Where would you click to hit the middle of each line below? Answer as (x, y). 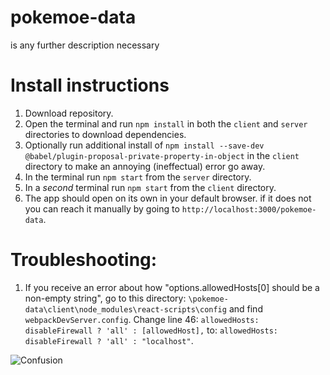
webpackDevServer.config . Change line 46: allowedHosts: (142, 319)
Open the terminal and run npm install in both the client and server (166, 123)
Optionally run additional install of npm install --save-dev (144, 145)
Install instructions (90, 85)
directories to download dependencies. (105, 134)
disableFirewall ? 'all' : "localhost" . (109, 340)
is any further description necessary (85, 45)
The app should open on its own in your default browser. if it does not (168, 198)
